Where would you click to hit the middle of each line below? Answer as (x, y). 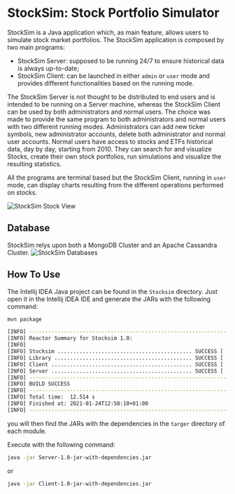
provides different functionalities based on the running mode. (106, 83)
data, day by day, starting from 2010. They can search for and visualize (109, 149)
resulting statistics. (34, 163)
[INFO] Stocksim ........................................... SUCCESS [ (115, 352)
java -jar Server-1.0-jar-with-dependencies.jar (79, 458)
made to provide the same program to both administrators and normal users (116, 119)
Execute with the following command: (61, 444)
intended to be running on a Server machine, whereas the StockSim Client (114, 104)
